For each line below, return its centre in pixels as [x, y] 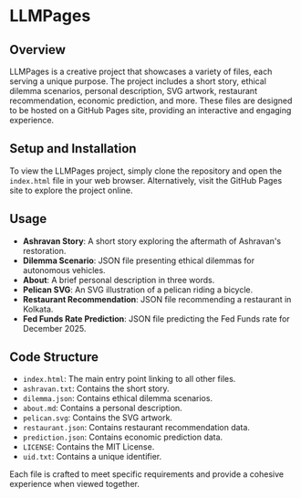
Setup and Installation [73, 148]
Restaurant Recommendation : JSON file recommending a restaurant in [157, 299]
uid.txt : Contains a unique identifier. [92, 457]
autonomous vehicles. [64, 270]
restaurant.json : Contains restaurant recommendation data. [136, 428]
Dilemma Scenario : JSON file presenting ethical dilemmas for [139, 260]
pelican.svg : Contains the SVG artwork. [98, 418]
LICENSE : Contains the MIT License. [88, 447]
